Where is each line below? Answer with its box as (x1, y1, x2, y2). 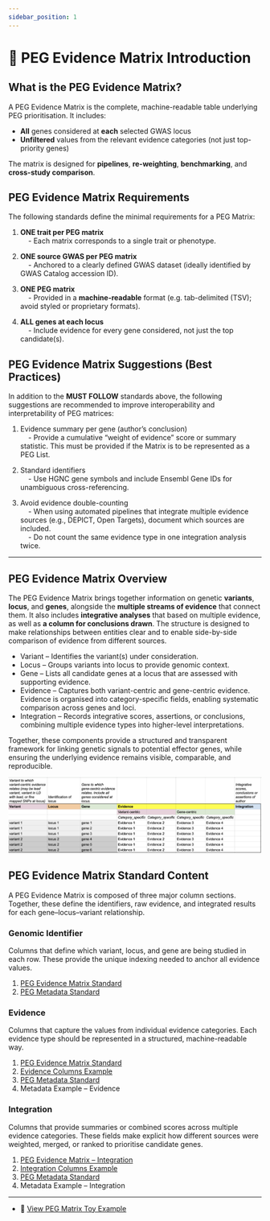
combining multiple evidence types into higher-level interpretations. (19, 720, 244, 730)
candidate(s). (19, 334, 64, 344)
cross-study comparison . (8, 167, 96, 177)
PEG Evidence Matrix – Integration (19, 1155, 133, 1165)
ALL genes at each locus (19, 317, 104, 327)
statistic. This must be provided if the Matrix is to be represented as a (19, 441, 251, 451)
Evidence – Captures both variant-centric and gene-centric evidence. (19, 686, 251, 695)
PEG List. (19, 450, 51, 460)
